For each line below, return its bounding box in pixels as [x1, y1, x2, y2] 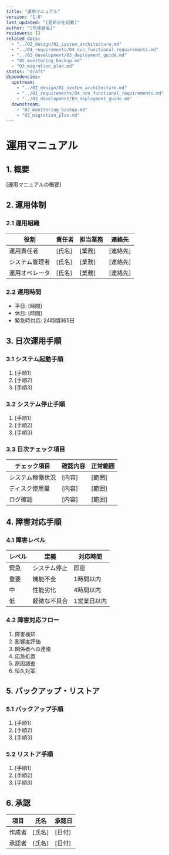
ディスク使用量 [9, 484, 50, 493]
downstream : [11, 101, 41, 107]
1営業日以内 [73, 597, 107, 605]
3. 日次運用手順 [6, 335, 62, 346]
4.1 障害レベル [6, 536, 46, 544]
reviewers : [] [6, 30, 41, 36]
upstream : [11, 80, 35, 86]
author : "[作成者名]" [6, 25, 56, 31]
